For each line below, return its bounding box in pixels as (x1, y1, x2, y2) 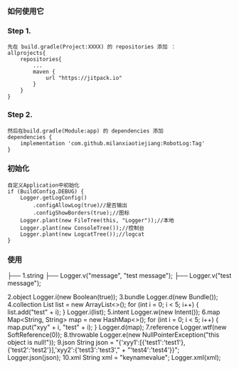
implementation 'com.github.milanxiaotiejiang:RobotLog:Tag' (20, 140, 205, 147)
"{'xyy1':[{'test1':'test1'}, (115, 338, 186, 347)
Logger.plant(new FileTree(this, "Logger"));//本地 (20, 217, 174, 224)
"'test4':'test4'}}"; (127, 345, 180, 354)
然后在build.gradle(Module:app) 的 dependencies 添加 (7, 127, 164, 135)
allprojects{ (7, 50, 46, 57)
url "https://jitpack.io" (45, 75, 122, 82)
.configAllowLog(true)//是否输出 (33, 202, 128, 209)
